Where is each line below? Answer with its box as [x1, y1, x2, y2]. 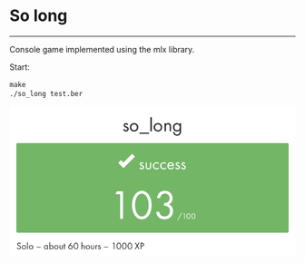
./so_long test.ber [9, 89, 84, 98]
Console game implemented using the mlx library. [9, 44, 195, 54]
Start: [9, 61, 30, 73]
